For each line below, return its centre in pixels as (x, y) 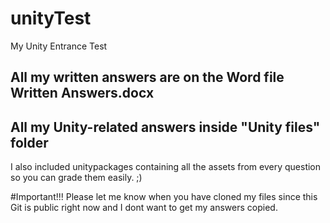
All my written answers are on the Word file (147, 77)
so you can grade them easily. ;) (76, 178)
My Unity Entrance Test (59, 46)
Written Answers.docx (82, 93)
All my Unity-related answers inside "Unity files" (165, 127)
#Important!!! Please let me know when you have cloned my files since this (164, 197)
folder (29, 142)
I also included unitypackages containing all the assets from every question (166, 167)
